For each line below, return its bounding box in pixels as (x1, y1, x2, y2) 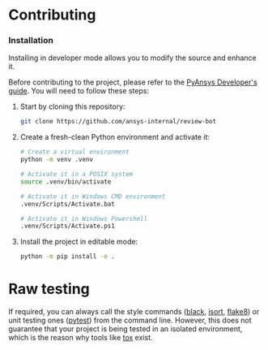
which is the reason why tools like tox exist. (8, 333, 153, 343)
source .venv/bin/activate (19, 177, 112, 186)
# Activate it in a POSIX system (19, 171, 134, 179)
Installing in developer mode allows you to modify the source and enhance (8, 53, 257, 63)
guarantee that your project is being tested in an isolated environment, (8, 324, 243, 334)
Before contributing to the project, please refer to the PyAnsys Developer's (8, 77, 257, 87)
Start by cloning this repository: (19, 102, 125, 111)
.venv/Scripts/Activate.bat (19, 200, 115, 208)
